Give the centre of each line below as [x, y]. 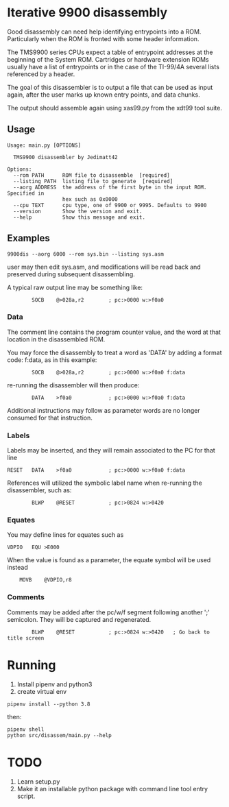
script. [26, 796]
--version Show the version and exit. [78, 211]
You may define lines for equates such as [65, 535]
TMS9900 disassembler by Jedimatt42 [65, 157]
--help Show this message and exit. [80, 217]
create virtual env [42, 691]
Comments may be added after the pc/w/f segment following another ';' [109, 612]
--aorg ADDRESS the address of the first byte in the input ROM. [110, 187]
